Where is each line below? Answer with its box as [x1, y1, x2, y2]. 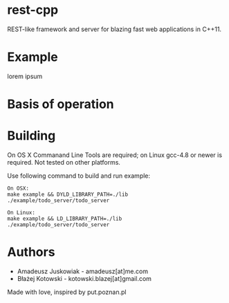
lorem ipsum [7, 72, 43, 80]
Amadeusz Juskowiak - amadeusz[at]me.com [17, 267, 149, 275]
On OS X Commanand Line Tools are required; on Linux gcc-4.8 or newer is [7, 151, 223, 159]
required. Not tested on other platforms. [7, 158, 121, 166]
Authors [7, 244, 55, 260]
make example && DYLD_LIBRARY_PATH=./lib [7, 191, 129, 198]
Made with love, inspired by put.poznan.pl [7, 288, 127, 296]
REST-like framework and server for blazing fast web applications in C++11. [7, 25, 222, 33]
